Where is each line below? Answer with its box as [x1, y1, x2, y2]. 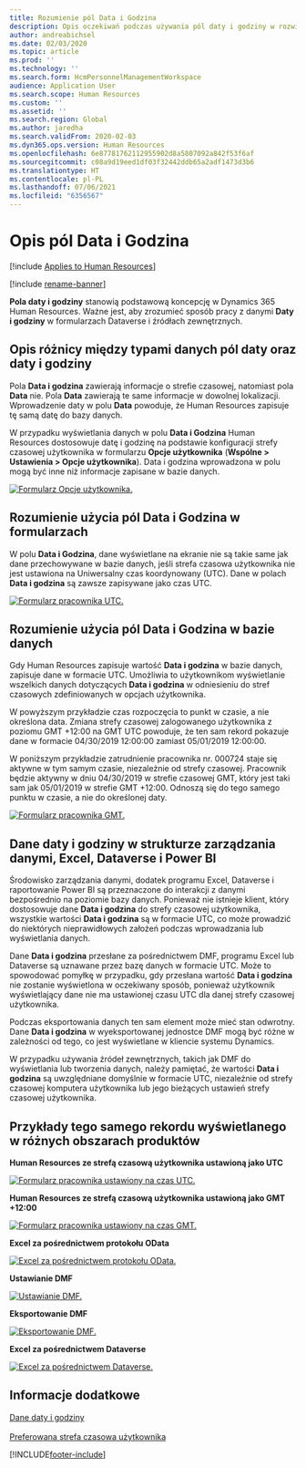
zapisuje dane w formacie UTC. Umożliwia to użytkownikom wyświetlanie [9, 669, 285, 680]
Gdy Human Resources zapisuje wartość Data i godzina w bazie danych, [9, 660, 283, 671]
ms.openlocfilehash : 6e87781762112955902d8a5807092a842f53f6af [9, 149, 255, 158]
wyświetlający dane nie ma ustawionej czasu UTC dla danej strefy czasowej [9, 989, 295, 1000]
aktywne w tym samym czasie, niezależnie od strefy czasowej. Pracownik [9, 763, 287, 774]
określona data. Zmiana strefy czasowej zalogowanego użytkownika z [9, 717, 272, 728]
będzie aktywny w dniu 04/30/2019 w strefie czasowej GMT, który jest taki [9, 772, 291, 784]
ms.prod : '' [9, 56, 55, 65]
